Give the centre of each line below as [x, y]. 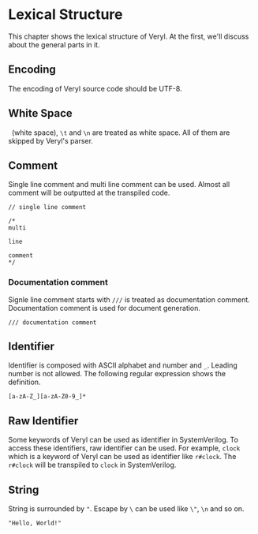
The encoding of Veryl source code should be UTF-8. [95, 88]
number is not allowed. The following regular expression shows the [117, 374]
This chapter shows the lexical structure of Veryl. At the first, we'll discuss [129, 36]
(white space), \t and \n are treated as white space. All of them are [121, 133]
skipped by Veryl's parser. [50, 140]
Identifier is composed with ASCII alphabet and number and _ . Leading [123, 365]
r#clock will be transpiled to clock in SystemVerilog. [92, 465]
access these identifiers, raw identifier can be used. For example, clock [124, 448]
